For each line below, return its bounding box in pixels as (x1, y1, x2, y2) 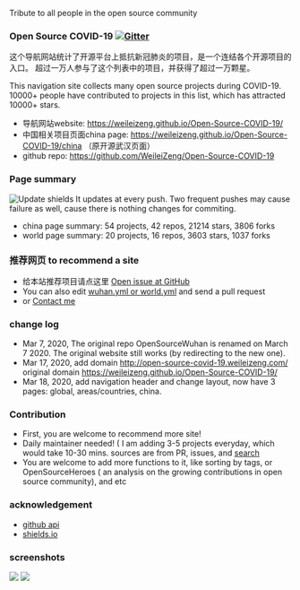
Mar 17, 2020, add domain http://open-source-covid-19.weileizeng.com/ (21, 358, 288, 369)
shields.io (21, 528, 58, 539)
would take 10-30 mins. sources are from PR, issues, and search (21, 447, 260, 458)
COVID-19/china (21, 141, 82, 152)
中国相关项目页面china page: (21, 129, 129, 140)
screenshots (9, 551, 65, 563)
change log (9, 317, 60, 330)
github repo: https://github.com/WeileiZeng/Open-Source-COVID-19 (21, 151, 275, 161)
